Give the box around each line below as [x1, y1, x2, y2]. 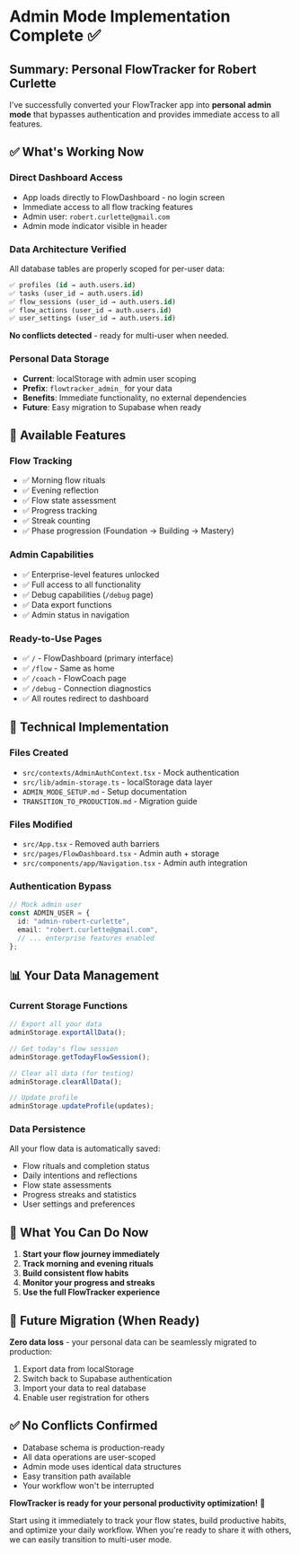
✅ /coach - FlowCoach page [22, 672, 128, 683]
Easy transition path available [22, 1471, 132, 1481]
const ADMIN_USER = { [9, 909, 91, 917]
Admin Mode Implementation [9, 6, 231, 27]
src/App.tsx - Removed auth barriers [22, 838, 160, 849]
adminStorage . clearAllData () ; [9, 1077, 123, 1086]
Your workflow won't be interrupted [22, 1479, 154, 1491]
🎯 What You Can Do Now [9, 1225, 149, 1240]
